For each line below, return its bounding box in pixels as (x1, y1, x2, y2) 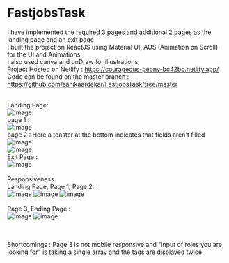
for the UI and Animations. (7, 50, 82, 59)
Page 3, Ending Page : (7, 204, 71, 213)
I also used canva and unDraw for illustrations (7, 57, 139, 66)
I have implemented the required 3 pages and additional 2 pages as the (7, 28, 212, 36)
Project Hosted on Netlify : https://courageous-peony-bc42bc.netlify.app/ (7, 65, 219, 73)
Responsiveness (7, 174, 54, 183)
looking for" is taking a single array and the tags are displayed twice (7, 248, 203, 256)
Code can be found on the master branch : (7, 72, 129, 81)
